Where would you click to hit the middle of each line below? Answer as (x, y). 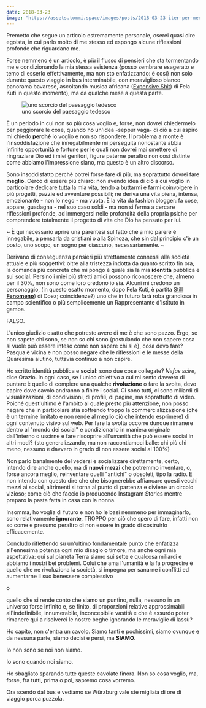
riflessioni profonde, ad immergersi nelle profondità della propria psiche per (102, 213)
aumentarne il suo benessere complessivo (60, 576)
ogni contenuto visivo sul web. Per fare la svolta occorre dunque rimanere (100, 423)
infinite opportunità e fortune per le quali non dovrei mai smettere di (92, 149)
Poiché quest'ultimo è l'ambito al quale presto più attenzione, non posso (97, 403)
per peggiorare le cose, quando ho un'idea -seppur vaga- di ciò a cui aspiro (102, 130)
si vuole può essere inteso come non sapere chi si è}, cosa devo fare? (95, 346)
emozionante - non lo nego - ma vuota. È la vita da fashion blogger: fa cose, (102, 200)
